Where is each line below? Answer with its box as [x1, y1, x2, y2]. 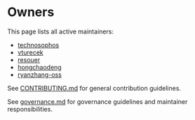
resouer [17, 55, 41, 63]
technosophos [17, 40, 60, 49]
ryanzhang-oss [17, 70, 62, 79]
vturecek [17, 48, 43, 57]
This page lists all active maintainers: [7, 27, 114, 36]
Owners [7, 4, 55, 20]
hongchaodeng [17, 63, 62, 71]
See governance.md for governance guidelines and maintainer [7, 97, 188, 105]
